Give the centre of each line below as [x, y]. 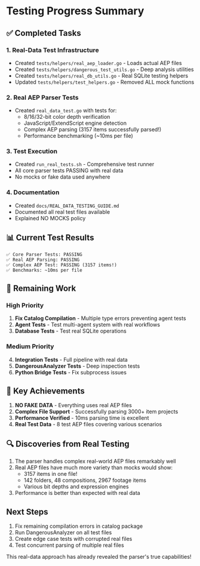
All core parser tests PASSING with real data [69, 171]
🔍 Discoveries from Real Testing [68, 444]
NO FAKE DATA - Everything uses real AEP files [73, 405]
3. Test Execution [32, 152]
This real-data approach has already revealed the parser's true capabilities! [99, 557]
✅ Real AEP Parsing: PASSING [43, 260]
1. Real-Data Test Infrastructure [53, 50]
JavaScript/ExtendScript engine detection [75, 123]
